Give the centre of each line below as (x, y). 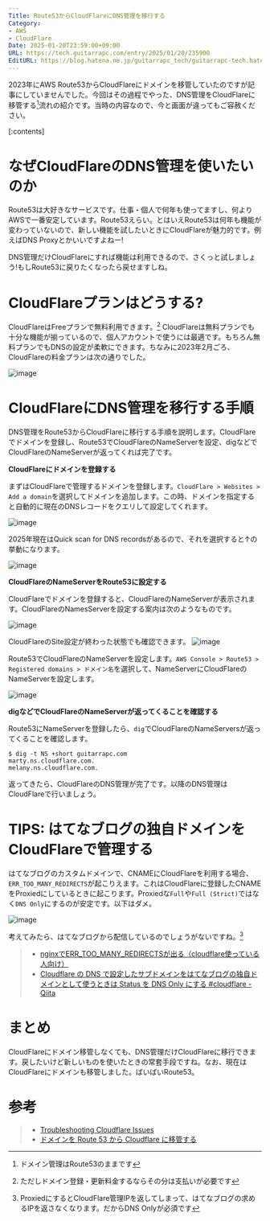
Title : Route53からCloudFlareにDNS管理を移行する (87, 16)
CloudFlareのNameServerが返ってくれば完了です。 (92, 452)
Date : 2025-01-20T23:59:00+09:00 (64, 46)
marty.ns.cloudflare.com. (51, 761)
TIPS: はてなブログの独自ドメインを (127, 830)
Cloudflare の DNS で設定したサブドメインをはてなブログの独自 (145, 973)
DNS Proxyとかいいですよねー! (73, 240)
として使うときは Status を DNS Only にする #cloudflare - (157, 984)
